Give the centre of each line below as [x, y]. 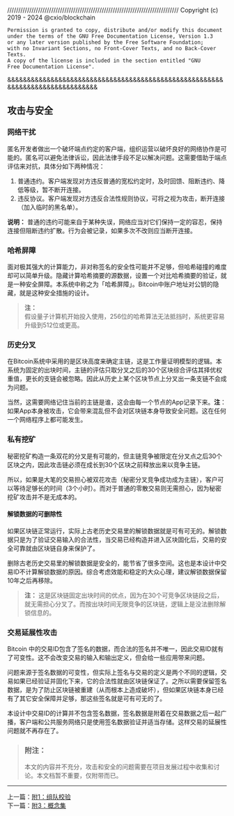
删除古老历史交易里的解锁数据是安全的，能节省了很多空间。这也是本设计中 [114, 563]
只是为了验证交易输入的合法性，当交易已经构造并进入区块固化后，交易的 [117, 540]
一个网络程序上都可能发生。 [47, 420]
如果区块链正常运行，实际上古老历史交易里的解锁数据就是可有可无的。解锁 [114, 531]
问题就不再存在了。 [35, 731]
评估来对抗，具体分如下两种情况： [56, 166]
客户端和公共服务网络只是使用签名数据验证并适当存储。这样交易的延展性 [123, 722]
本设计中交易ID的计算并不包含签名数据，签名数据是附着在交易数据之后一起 [114, 714]
